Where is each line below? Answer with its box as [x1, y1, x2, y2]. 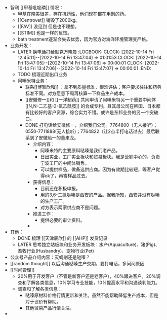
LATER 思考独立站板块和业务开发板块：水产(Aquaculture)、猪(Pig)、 [17, 241, 160, 247]
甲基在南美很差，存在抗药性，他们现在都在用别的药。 [17, 11, 129, 17]
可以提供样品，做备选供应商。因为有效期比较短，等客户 [40, 166, 156, 172]
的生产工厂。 [40, 198, 67, 204]
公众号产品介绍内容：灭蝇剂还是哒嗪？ [10, 254, 90, 260]
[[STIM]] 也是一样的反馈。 [17, 30, 72, 35]
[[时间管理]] [10, 267, 35, 273]
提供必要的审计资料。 [40, 217, 85, 223]
